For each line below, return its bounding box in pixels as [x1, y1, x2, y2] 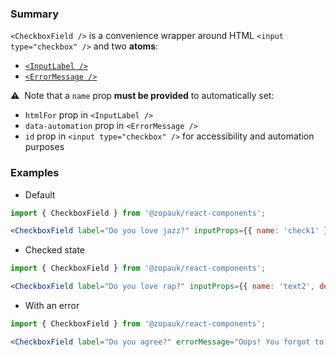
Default [24, 188, 56, 201]
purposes [24, 141, 65, 153]
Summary [10, 7, 60, 21]
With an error [24, 300, 80, 312]
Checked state [24, 244, 86, 256]
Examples [10, 166, 60, 180]
